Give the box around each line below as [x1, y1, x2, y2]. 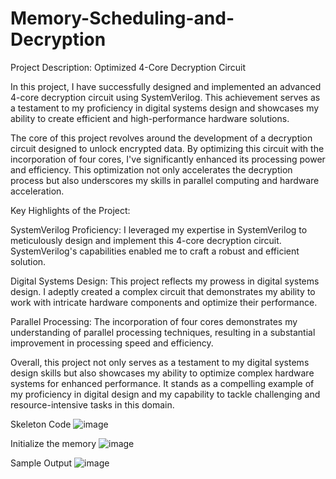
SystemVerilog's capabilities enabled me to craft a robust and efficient [10, 245, 300, 257]
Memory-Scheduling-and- [10, 7, 235, 30]
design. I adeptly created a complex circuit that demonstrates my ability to [10, 285, 316, 297]
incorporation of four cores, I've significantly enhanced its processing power [10, 153, 326, 165]
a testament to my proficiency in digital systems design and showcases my [10, 102, 320, 114]
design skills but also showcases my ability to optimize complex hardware [10, 367, 315, 379]
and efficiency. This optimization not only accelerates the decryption [10, 163, 293, 176]
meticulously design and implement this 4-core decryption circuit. [10, 234, 282, 246]
